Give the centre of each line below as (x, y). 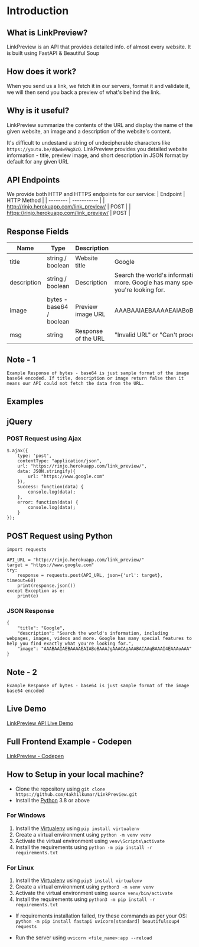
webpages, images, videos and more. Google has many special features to (99, 639)
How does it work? (42, 72)
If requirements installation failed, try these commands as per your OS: (101, 916)
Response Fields (38, 231)
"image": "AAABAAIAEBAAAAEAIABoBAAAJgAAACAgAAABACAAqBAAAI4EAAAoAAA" (105, 649)
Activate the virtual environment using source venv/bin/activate (94, 893)
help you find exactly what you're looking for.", (70, 644)
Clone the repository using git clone (60, 789)
